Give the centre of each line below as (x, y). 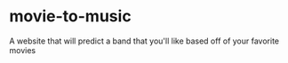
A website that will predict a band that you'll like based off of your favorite (144, 41)
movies (23, 50)
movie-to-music (70, 16)
